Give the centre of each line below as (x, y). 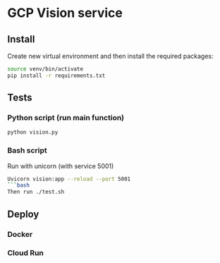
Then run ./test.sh (36, 192)
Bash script (27, 151)
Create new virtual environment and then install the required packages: (110, 56)
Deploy (23, 214)
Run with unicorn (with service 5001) (61, 166)
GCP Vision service (65, 13)
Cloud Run (26, 253)
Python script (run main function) (66, 118)
